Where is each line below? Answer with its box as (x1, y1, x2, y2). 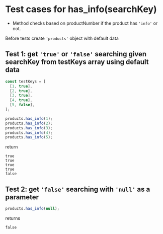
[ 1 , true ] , (10, 84, 33, 89)
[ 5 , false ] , (10, 102, 35, 108)
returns (5, 215, 21, 221)
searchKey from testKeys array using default (5, 58, 149, 66)
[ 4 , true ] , (10, 98, 33, 103)
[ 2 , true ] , (10, 88, 33, 94)
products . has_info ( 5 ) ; (5, 135, 53, 140)
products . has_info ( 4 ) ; (5, 130, 53, 135)
